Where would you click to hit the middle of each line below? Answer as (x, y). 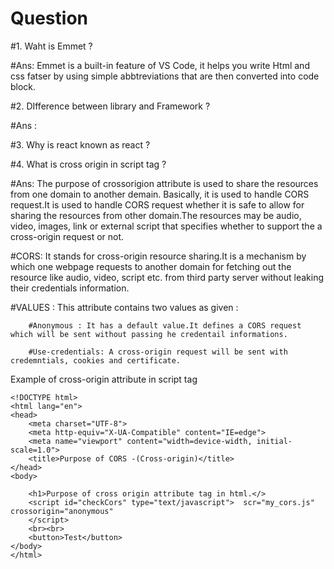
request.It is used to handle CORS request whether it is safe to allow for (157, 204)
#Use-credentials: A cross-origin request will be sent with (158, 352)
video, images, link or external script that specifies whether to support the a (166, 226)
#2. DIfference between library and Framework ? (110, 106)
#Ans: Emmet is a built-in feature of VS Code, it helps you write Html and (160, 65)
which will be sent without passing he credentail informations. (149, 334)
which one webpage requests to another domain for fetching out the (151, 266)
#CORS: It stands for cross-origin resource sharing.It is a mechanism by (158, 256)
